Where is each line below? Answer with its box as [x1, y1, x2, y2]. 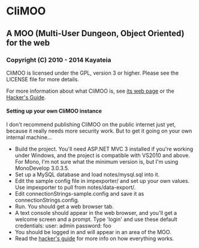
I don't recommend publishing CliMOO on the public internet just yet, [6, 121, 176, 128]
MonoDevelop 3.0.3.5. [14, 164, 70, 172]
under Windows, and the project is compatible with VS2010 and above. [14, 152, 191, 159]
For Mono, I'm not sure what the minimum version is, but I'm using [14, 158, 179, 166]
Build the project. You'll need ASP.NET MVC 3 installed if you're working [14, 146, 194, 153]
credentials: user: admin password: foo [14, 222, 112, 229]
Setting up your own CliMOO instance [6, 107, 102, 115]
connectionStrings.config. [14, 197, 80, 204]
